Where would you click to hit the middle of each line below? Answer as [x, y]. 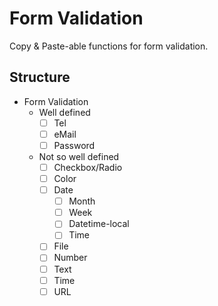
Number [70, 258]
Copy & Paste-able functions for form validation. [109, 46]
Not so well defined [79, 156]
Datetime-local [99, 224]
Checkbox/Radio [88, 167]
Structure [40, 77]
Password [74, 145]
